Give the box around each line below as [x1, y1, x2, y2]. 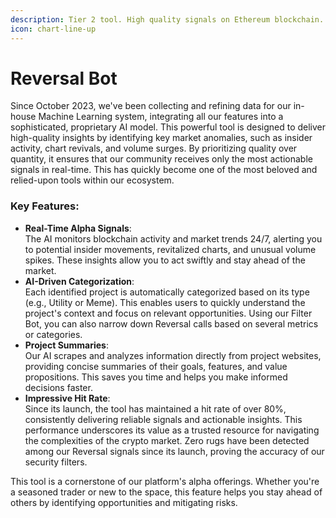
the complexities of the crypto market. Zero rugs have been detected [24, 434, 310, 446]
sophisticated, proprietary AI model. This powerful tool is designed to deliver [10, 121, 327, 133]
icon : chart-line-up [10, 24, 97, 34]
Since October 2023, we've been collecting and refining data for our [10, 100, 292, 112]
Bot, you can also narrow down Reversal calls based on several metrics [24, 317, 319, 330]
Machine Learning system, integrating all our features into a [38, 111, 284, 123]
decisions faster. [24, 381, 93, 393]
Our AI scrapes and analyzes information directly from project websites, [24, 349, 322, 361]
